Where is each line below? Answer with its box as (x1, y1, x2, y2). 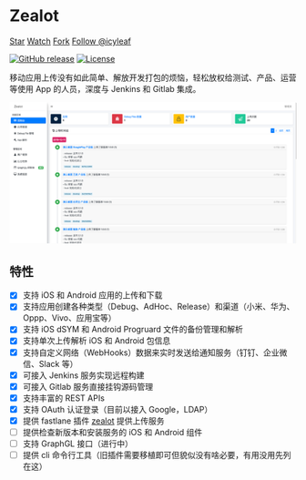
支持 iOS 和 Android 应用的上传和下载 (22, 290, 163, 301)
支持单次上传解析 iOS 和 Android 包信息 (22, 335, 171, 346)
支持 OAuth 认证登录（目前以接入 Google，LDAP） (22, 403, 213, 414)
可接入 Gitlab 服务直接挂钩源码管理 (22, 381, 153, 392)
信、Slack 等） (22, 358, 78, 369)
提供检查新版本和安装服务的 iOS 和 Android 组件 (22, 426, 203, 437)
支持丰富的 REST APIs (22, 393, 105, 403)
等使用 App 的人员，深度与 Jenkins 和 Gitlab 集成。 (9, 83, 201, 94)
